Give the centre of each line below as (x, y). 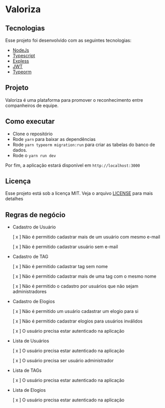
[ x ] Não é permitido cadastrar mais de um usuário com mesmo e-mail (86, 237)
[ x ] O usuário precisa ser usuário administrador (63, 361)
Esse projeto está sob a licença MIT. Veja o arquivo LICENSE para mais (79, 193)
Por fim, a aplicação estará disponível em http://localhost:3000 (73, 165)
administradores (30, 292)
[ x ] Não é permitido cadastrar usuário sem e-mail (65, 247)
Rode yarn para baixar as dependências (54, 139)
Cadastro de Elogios (34, 302)
